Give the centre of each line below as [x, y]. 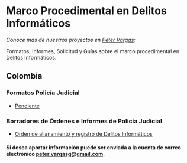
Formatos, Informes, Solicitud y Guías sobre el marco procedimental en [93, 51]
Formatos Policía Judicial [43, 93]
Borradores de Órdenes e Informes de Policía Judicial [84, 121]
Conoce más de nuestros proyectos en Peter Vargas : [71, 40]
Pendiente [27, 106]
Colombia [24, 76]
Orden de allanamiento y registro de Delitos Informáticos [83, 133]
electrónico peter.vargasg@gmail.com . [56, 154]
